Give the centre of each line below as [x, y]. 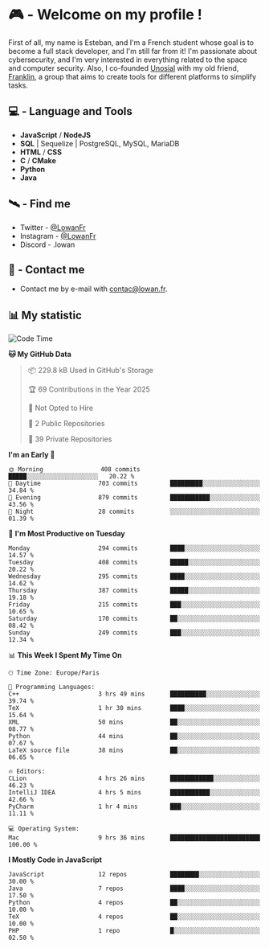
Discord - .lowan [47, 244]
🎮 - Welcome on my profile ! [106, 15]
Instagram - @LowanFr [58, 236]
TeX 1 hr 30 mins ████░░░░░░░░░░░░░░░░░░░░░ [134, 708]
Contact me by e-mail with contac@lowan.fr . [94, 289]
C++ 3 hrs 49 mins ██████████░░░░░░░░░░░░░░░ [134, 694]
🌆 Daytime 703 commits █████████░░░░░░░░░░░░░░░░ [134, 484]
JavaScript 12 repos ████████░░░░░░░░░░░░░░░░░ [134, 875]
